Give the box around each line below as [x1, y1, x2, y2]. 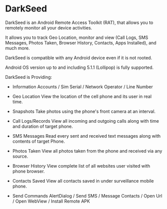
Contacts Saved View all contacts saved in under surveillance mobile [12, 178, 154, 184]
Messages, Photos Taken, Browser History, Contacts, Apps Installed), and [5, 39, 157, 45]
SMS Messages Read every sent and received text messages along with [12, 133, 161, 139]
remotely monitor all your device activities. [5, 24, 92, 30]
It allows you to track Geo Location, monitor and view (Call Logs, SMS [5, 34, 149, 40]
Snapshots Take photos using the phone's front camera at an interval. [12, 108, 156, 114]
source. [12, 153, 28, 159]
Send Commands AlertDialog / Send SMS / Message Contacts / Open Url [12, 193, 163, 199]
